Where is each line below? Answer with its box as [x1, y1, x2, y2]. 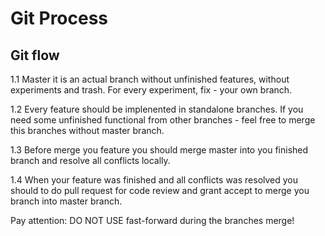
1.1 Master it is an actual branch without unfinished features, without [10, 73, 290, 85]
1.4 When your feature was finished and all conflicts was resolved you [10, 174, 299, 186]
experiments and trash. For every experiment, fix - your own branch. [10, 84, 293, 96]
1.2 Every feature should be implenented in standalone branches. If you [10, 103, 304, 115]
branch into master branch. [10, 195, 123, 207]
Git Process [10, 7, 109, 30]
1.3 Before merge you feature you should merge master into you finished [10, 144, 309, 156]
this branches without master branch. [10, 125, 165, 136]
